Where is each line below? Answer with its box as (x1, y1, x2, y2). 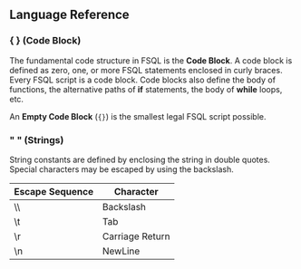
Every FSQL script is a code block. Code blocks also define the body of (9, 74, 277, 85)
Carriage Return (102, 230, 170, 243)
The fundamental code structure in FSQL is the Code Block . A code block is (9, 54, 293, 66)
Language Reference (9, 7, 130, 23)
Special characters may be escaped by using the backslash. (9, 163, 234, 175)
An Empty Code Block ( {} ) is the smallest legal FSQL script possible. (9, 110, 267, 121)
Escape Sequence (14, 185, 93, 197)
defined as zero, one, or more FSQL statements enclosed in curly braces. (9, 64, 283, 75)
